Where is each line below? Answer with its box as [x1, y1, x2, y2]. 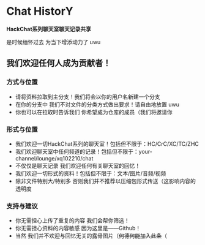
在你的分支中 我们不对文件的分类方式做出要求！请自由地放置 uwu [15, 100, 179, 108]
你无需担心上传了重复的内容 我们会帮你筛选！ [15, 217, 130, 224]
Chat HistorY [6, 4, 73, 18]
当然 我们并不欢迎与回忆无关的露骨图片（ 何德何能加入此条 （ [15, 232, 167, 239]
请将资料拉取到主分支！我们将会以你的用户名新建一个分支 [15, 93, 160, 100]
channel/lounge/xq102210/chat [15, 154, 94, 162]
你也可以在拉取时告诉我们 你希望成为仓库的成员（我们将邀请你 [15, 108, 173, 116]
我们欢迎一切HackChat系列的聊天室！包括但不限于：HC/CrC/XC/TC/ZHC [15, 140, 199, 148]
